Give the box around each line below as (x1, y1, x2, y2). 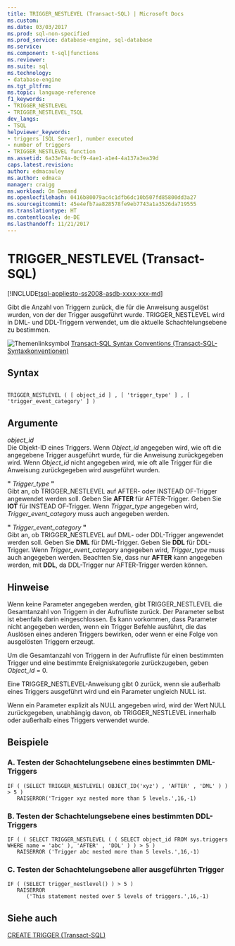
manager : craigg (7, 181, 55, 188)
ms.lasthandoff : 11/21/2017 (7, 220, 90, 227)
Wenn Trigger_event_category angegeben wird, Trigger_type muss (31, 546, 225, 554)
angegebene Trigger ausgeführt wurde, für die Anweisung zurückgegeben (7, 451, 224, 460)
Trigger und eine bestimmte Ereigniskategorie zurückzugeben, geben (7, 659, 209, 667)
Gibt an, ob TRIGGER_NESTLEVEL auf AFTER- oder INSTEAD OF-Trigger (7, 487, 217, 496)
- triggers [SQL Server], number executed (7, 135, 134, 142)
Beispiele (7, 736, 49, 748)
